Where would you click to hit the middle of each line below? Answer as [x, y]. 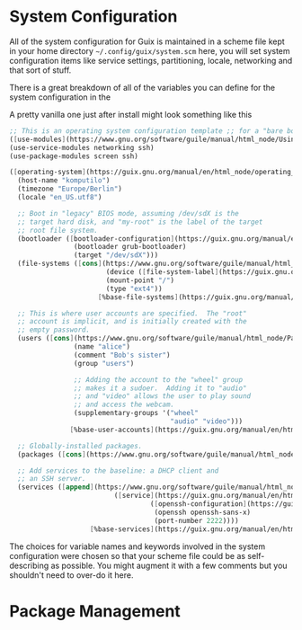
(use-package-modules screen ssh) [74, 156]
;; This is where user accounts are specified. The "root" [132, 313]
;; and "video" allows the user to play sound [162, 396]
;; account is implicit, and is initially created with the [132, 322]
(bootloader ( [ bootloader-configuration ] [96, 239]
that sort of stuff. [40, 70]
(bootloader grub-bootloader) [130, 247]
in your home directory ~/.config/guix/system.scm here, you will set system [150, 50]
